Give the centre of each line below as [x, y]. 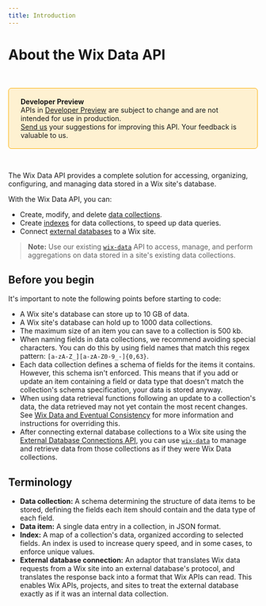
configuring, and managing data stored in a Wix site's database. [112, 184]
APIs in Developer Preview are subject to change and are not [120, 110]
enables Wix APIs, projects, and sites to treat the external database [129, 585]
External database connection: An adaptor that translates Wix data [130, 560]
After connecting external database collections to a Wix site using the [133, 432]
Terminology [40, 482]
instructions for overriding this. [70, 424]
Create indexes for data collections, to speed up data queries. [120, 223]
